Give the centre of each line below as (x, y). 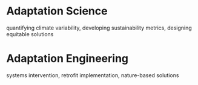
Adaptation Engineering (68, 59)
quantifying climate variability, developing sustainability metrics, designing (99, 28)
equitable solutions (30, 34)
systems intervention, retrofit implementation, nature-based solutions (93, 75)
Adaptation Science (57, 11)
